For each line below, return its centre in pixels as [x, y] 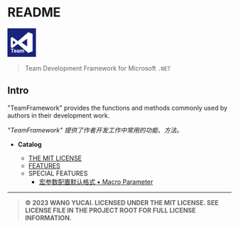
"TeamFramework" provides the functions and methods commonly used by [117, 108]
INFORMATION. [48, 217]
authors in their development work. [59, 115]
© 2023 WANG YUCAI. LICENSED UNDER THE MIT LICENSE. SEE [122, 202]
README [34, 12]
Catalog [30, 144]
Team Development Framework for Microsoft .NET [97, 68]
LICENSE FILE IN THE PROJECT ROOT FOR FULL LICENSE [110, 210]
